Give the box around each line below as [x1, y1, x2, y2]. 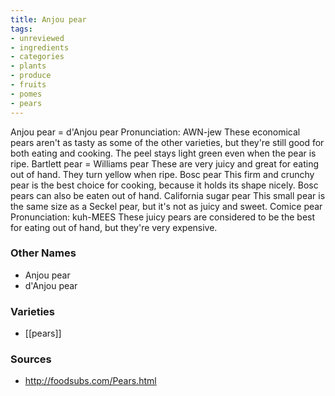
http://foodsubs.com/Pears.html [24, 375, 157, 387]
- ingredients [10, 42, 70, 53]
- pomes [10, 89, 43, 99]
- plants [10, 61, 47, 71]
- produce [10, 71, 52, 81]
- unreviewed [10, 33, 65, 43]
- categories [10, 52, 65, 62]
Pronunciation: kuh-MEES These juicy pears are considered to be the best [10, 211, 316, 223]
